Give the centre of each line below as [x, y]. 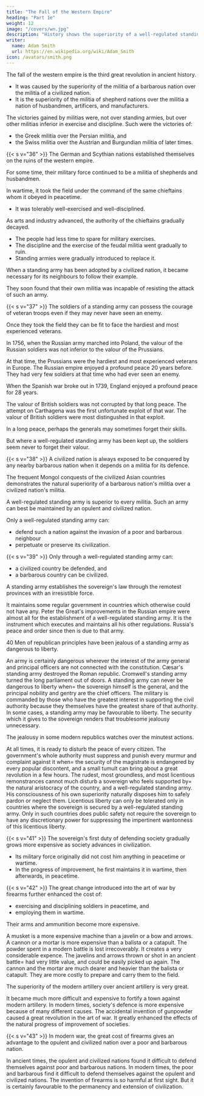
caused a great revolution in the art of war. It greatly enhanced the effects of [102, 1018]
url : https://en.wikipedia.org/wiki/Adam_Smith [73, 52]
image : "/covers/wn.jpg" [38, 29]
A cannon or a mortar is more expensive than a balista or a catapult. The [97, 942]
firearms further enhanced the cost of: [54, 894]
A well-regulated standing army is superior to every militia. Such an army [97, 502]
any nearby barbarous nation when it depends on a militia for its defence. [98, 465]
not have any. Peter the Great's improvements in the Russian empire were [98, 611]
